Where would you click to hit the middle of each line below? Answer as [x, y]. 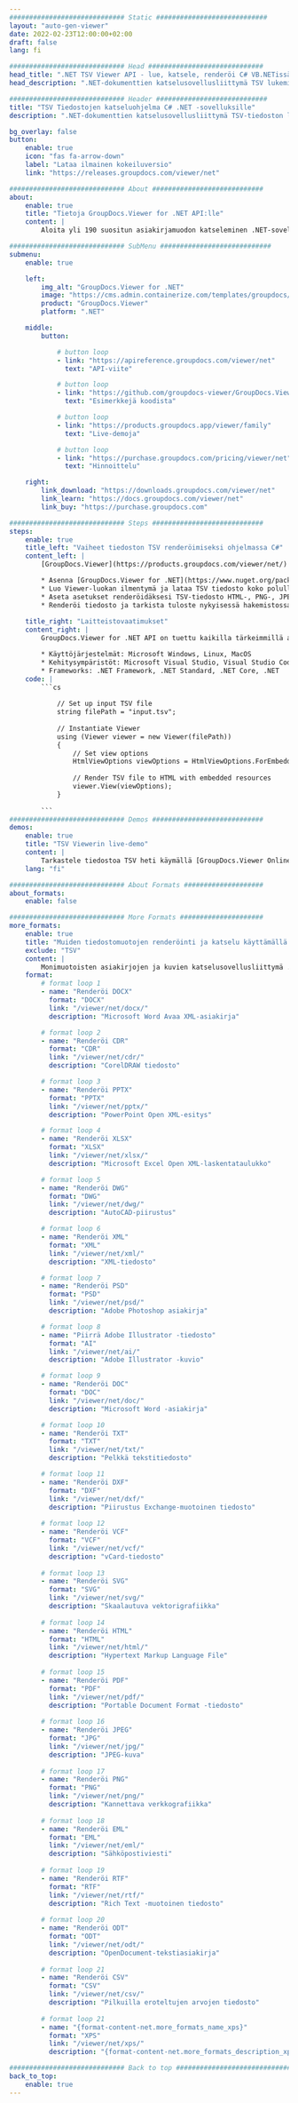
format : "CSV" [74, 1986]
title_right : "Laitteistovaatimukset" [97, 622]
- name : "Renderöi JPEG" [87, 1730]
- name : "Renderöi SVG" [85, 1582]
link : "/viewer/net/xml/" [96, 1253]
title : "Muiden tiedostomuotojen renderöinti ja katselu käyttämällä [157, 942]
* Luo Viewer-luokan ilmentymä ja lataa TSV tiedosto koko [153, 588]
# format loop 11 [73, 1474]
